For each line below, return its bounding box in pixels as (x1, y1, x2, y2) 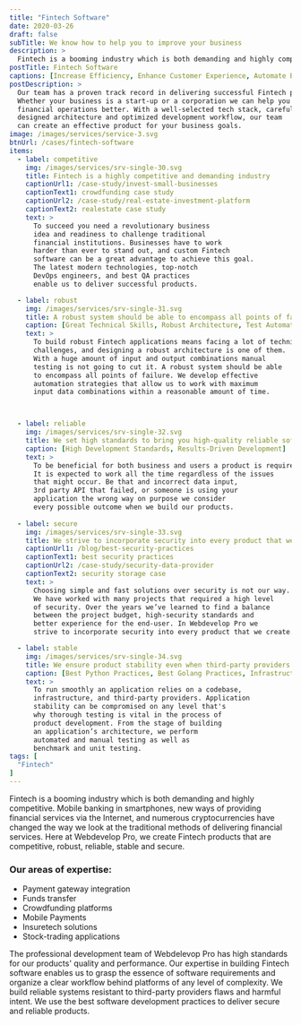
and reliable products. (9, 1005, 90, 1017)
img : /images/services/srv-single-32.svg (25, 427, 182, 437)
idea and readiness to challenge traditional (32, 229, 206, 238)
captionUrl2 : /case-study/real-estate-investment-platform (25, 196, 251, 206)
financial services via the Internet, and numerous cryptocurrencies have (9, 812, 275, 823)
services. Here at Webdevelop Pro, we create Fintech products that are (9, 831, 271, 842)
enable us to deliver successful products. (32, 280, 199, 289)
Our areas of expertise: (9, 863, 112, 875)
